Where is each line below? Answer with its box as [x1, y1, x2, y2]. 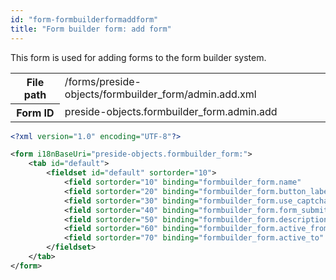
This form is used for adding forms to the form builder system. [10, 51, 267, 63]
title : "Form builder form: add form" [10, 24, 172, 34]
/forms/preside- [64, 74, 142, 88]
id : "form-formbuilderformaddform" [10, 14, 159, 25]
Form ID [16, 106, 55, 120]
